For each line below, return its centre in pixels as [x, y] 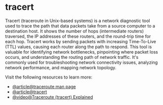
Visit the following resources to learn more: [49, 77]
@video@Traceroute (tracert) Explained [52, 97]
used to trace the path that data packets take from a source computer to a [80, 26]
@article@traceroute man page [44, 86]
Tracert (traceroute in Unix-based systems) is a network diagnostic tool [78, 21]
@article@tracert [30, 92]
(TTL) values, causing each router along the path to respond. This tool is [79, 47]
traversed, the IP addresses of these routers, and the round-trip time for [78, 36]
